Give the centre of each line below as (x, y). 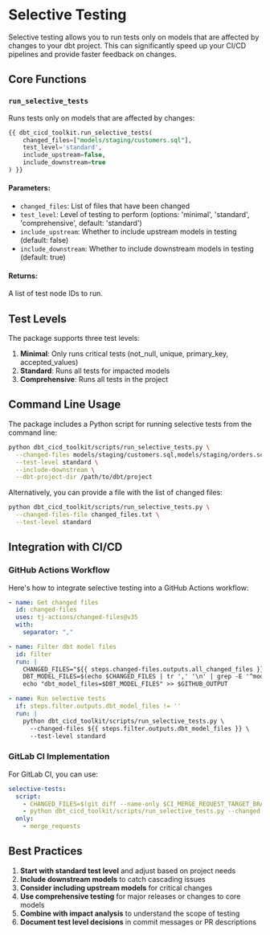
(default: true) (43, 257)
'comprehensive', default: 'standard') (81, 223)
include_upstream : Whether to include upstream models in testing (128, 232)
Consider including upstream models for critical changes (116, 888)
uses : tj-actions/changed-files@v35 (77, 617)
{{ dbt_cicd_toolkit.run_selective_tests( (80, 133)
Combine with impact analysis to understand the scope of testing (130, 913)
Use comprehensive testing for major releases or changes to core (130, 896)
